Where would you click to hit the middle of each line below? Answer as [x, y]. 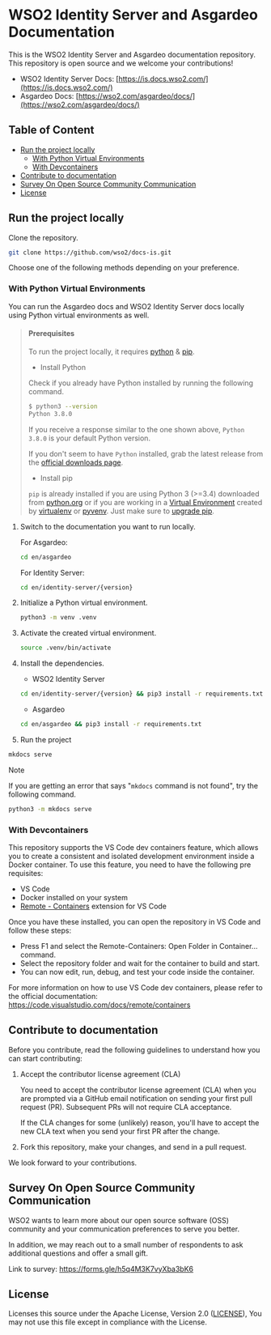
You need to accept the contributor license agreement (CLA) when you [138, 1090]
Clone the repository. [43, 237]
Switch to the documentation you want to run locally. [108, 526]
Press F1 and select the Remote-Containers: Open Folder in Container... [139, 946]
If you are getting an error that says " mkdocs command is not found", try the [133, 785]
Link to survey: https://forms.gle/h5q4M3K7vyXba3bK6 [101, 1269]
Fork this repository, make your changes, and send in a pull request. [133, 1146]
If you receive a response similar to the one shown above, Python [136, 429]
